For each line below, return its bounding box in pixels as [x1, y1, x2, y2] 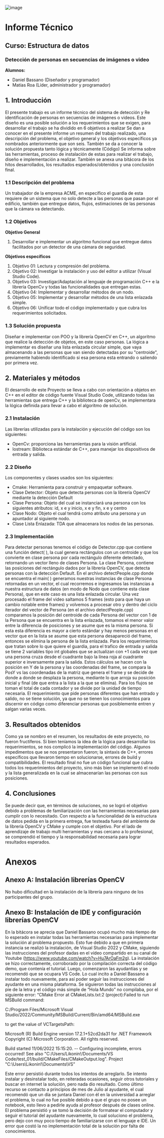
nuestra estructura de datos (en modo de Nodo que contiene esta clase [5, 586, 149, 592]
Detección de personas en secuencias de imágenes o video [5, 56, 149, 63]
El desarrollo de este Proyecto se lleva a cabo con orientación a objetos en [5, 387, 156, 393]
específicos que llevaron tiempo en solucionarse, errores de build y [5, 755, 141, 760]
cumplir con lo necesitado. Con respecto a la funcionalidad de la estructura [5, 813, 157, 818]
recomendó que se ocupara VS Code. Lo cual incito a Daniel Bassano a [5, 971, 149, 977]
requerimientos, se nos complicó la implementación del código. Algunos [5, 744, 151, 750]
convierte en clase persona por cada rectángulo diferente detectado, [5, 554, 144, 560]
